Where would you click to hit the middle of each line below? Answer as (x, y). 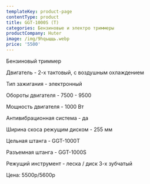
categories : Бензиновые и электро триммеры (60, 28)
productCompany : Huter (34, 34)
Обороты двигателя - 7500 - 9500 (49, 95)
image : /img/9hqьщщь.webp (38, 39)
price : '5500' (24, 45)
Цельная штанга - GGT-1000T (43, 140)
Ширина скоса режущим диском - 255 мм (59, 129)
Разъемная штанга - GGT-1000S (46, 152)
